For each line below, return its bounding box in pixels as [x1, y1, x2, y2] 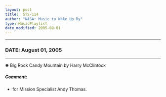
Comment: [5, 74, 28, 80]
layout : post [5, 7, 32, 12]
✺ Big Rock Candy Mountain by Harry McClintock [5, 62, 106, 68]
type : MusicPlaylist [5, 21, 48, 26]
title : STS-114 [5, 12, 39, 17]
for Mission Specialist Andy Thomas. [12, 86, 87, 92]
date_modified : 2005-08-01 [5, 26, 61, 31]
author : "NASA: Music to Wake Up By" [5, 16, 83, 21]
